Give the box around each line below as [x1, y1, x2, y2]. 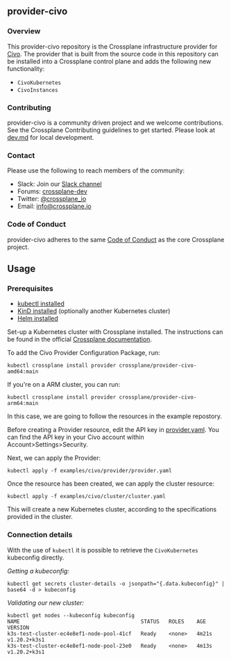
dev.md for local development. [7, 133, 94, 141]
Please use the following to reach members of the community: [7, 166, 185, 175]
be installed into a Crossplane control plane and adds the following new [7, 57, 212, 65]
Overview [7, 26, 41, 36]
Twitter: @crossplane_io [17, 195, 87, 203]
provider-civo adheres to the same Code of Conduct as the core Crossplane [7, 235, 225, 244]
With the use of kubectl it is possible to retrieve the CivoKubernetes [7, 545, 199, 554]
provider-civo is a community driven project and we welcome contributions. [7, 118, 224, 127]
